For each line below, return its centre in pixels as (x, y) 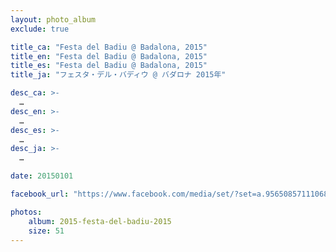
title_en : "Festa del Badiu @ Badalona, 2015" (109, 56)
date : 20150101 (42, 176)
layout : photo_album (53, 19)
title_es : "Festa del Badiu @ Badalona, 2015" (109, 66)
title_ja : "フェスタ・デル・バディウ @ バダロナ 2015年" (118, 75)
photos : (26, 212)
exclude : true (40, 29)
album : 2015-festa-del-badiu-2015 (100, 221)
